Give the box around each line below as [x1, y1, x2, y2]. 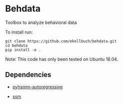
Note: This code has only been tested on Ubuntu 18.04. [5, 56, 119, 62]
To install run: [5, 29, 33, 35]
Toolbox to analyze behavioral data [5, 19, 77, 25]
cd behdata [5, 43, 28, 48]
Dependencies [5, 71, 51, 79]
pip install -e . [5, 47, 41, 52]
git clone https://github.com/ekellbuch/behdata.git [5, 38, 117, 44]
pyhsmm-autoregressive [12, 84, 63, 90]
